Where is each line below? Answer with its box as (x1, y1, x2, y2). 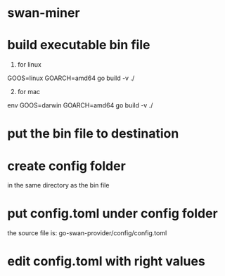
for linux (17, 60, 42, 69)
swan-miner (7, 5, 80, 21)
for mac (17, 88, 41, 96)
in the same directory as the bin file (7, 181, 110, 190)
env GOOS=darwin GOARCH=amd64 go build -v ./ (7, 101, 153, 110)
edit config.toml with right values (7, 254, 205, 270)
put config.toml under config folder (7, 206, 218, 222)
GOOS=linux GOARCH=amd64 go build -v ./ (7, 74, 135, 82)
